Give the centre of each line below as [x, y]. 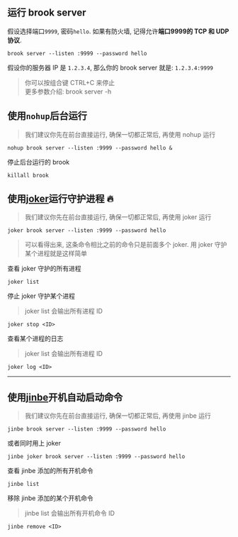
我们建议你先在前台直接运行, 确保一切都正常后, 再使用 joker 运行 [118, 217]
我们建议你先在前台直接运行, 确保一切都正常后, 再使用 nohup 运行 [120, 134]
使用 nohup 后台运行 [47, 116]
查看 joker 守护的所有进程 [44, 269]
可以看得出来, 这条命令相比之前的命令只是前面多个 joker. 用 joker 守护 [126, 245]
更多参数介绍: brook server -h [68, 92]
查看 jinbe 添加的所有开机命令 [50, 471]
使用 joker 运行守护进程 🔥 [61, 199]
